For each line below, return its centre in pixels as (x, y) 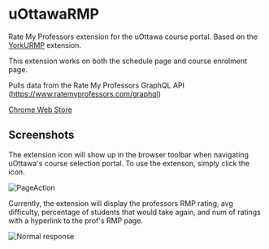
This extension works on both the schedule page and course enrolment (128, 61)
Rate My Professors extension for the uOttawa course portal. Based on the (133, 36)
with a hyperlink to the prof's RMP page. (76, 221)
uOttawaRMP (54, 14)
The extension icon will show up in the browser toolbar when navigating (129, 154)
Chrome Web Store (41, 109)
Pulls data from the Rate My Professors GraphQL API (97, 85)
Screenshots (41, 135)
